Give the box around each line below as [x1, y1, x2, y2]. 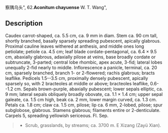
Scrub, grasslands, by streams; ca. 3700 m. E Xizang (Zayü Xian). [25, 122, 161, 128]
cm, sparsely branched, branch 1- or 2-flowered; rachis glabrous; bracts [5, 70, 155, 76]
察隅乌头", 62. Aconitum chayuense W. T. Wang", [5, 5, 107, 10]
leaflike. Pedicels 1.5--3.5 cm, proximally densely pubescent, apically [5, 75, 148, 81]
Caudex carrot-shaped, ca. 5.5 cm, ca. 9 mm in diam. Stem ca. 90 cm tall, [5, 32, 158, 39]
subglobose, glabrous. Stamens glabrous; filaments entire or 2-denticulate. [5, 107, 161, 113]
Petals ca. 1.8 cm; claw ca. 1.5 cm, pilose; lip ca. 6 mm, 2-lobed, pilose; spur [5, 102, 163, 108]
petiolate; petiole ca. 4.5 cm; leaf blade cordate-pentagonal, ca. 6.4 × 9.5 [5, 48, 157, 54]
